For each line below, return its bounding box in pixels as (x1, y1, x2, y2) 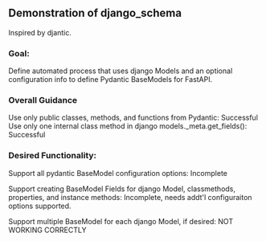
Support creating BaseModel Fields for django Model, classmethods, (8, 184, 235, 194)
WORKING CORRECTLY (8, 225, 87, 235)
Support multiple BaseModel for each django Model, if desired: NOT (8, 216, 234, 226)
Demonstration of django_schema (8, 6, 182, 20)
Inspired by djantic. (8, 27, 72, 37)
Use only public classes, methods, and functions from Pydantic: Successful (8, 112, 259, 123)
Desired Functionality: (8, 150, 97, 161)
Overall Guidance (8, 95, 78, 106)
